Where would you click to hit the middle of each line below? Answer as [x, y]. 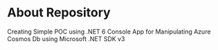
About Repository [59, 13]
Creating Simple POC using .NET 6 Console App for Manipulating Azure [109, 32]
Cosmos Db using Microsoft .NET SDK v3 [66, 38]
